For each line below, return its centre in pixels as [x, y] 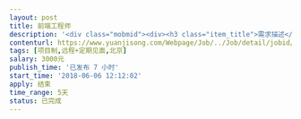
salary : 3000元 [37, 59]
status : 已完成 [35, 101]
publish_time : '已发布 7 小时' [64, 68]
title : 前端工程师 [40, 26]
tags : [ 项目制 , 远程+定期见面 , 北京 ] [68, 51]
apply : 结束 [30, 84]
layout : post [34, 17]
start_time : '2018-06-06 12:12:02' [76, 76]
